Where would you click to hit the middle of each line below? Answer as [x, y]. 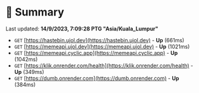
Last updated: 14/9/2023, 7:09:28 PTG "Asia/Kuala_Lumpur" [82, 29]
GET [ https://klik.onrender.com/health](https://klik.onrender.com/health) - [104, 66]
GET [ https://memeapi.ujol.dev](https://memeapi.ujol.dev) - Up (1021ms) [102, 46]
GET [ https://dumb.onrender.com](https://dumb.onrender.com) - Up [97, 78]
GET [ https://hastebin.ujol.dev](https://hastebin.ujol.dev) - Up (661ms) [99, 40]
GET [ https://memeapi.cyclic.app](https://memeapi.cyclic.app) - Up [96, 52]
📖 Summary [35, 12]
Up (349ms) [29, 72]
